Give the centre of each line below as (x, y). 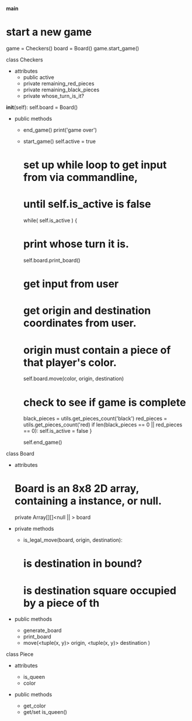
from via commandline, (81, 177)
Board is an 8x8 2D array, (76, 489)
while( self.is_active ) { (50, 221)
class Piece (20, 654)
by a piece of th (61, 603)
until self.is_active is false (87, 204)
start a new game (49, 32)
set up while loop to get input (95, 165)
